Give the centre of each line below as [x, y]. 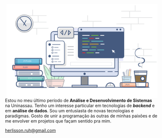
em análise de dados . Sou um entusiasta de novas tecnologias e [69, 110]
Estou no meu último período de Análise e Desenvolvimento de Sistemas [79, 100]
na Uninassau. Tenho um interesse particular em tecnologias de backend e [80, 106]
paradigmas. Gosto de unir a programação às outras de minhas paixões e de [81, 116]
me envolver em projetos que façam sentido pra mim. [58, 121]
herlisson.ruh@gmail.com [30, 130]
